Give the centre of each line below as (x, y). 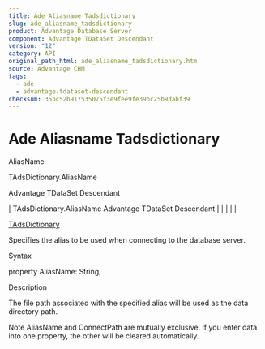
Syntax (20, 256)
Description (28, 287)
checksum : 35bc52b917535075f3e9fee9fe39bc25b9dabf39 (99, 99)
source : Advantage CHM (47, 69)
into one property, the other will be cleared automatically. (104, 336)
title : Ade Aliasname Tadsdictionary (72, 16)
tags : (17, 76)
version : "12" (32, 46)
